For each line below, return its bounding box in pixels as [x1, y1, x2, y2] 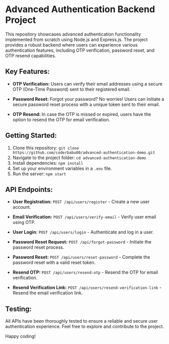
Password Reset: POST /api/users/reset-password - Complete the [12, 254, 150, 260]
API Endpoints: [5, 185, 53, 194]
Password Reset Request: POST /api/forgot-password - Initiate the [12, 239, 152, 245]
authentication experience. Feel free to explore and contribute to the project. [5, 323, 164, 330]
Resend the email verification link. [12, 290, 83, 296]
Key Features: [5, 67, 50, 76]
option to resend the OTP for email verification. [12, 117, 110, 123]
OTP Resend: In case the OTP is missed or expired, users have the [12, 111, 151, 117]
